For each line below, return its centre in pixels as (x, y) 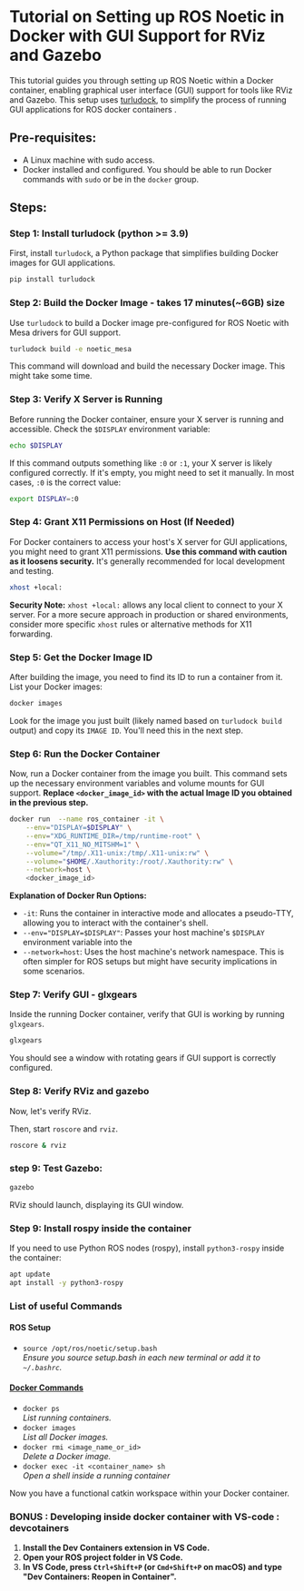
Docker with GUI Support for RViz (137, 36)
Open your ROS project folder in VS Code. (103, 1557)
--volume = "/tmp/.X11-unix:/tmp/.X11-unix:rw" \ (117, 853)
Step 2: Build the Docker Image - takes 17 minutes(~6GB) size (147, 303)
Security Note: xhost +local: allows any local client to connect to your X (146, 605)
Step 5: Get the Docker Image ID (81, 657)
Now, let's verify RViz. (50, 1111)
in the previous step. (49, 803)
